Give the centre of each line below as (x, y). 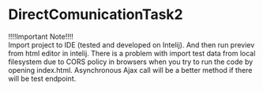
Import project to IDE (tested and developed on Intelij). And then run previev (131, 44)
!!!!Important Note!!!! (41, 36)
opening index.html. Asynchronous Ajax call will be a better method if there (130, 70)
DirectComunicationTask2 (96, 15)
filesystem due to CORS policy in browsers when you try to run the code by (131, 62)
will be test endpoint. (42, 78)
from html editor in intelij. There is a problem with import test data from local (132, 53)
